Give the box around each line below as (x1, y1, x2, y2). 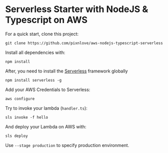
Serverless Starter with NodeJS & (5, 4, 148, 15)
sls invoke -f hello (5, 115, 49, 120)
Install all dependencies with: (5, 49, 65, 55)
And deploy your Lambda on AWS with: (5, 123, 87, 129)
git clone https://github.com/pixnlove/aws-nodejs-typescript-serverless (5, 40, 163, 46)
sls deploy (5, 133, 28, 138)
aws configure (5, 96, 35, 101)
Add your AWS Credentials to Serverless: (5, 87, 91, 93)
